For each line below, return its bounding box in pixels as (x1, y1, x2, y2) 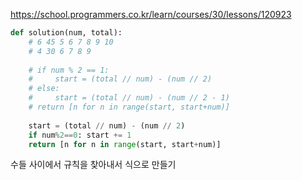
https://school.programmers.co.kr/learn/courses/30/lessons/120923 (10, 9, 292, 20)
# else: (28, 84, 60, 94)
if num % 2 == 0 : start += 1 (28, 130, 132, 140)
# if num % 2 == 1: (28, 65, 110, 75)
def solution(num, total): (10, 28, 123, 38)
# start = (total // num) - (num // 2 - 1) (28, 93, 230, 103)
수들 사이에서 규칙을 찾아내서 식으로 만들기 (10, 159, 177, 171)
